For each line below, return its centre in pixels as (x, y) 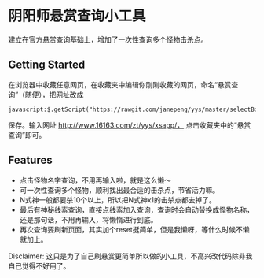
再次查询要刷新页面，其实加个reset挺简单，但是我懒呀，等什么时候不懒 (134, 229)
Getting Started (47, 65)
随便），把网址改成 (54, 95)
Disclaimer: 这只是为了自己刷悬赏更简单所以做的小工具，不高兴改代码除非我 (130, 256)
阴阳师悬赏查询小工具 (77, 16)
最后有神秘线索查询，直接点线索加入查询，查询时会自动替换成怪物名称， (136, 209)
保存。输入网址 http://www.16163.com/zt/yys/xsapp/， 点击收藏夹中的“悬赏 (130, 125)
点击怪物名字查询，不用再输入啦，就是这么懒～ (95, 180)
